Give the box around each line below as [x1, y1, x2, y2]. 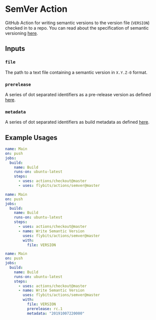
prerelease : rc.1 [27, 306, 63, 311]
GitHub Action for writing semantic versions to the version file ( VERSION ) [5, 20, 150, 26]
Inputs [5, 44, 26, 53]
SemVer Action [5, 3, 68, 15]
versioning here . [5, 30, 38, 36]
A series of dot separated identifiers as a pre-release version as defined [5, 91, 151, 97]
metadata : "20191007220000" [27, 311, 85, 316]
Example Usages [5, 133, 58, 142]
